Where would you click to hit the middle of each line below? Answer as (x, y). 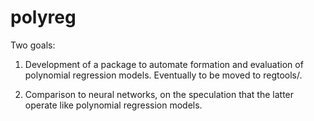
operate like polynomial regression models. (113, 105)
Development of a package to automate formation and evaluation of (164, 64)
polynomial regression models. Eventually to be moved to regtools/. (163, 75)
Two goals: (33, 45)
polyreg (43, 17)
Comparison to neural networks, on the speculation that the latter (159, 94)
